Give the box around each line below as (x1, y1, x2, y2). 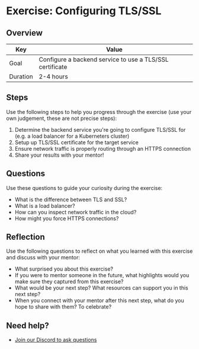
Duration (9, 72, 34, 81)
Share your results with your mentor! (14, 151, 104, 158)
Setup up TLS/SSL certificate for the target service (14, 138, 139, 146)
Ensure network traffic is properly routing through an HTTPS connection (14, 145, 191, 152)
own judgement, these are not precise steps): (6, 115, 117, 122)
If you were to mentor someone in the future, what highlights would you (14, 272, 190, 279)
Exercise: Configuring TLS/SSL (6, 4, 162, 18)
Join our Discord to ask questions (14, 337, 97, 344)
